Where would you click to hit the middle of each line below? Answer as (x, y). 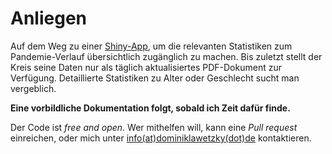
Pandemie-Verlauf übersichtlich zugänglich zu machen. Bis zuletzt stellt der (166, 56)
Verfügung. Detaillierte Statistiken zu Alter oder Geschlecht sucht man (155, 78)
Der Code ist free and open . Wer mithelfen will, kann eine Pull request (154, 127)
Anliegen (48, 18)
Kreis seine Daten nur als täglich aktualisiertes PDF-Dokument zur (146, 67)
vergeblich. (33, 88)
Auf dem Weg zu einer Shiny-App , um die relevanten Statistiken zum (151, 46)
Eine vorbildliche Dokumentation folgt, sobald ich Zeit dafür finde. (150, 108)
